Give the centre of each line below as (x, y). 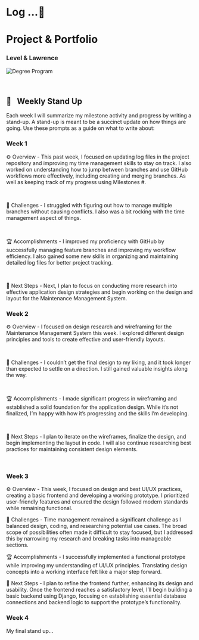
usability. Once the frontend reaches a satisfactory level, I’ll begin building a (99, 590)
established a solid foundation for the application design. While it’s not (92, 407)
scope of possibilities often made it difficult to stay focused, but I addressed (99, 532)
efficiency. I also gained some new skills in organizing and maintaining (92, 256)
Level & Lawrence (32, 58)
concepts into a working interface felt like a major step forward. (84, 572)
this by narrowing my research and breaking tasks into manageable (89, 539)
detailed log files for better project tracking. (60, 262)
